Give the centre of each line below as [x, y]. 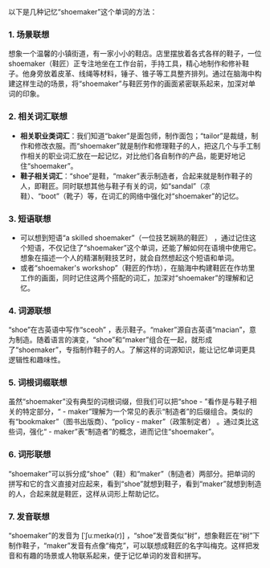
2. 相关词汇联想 [38, 116]
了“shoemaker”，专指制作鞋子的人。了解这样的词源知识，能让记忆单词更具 [132, 350]
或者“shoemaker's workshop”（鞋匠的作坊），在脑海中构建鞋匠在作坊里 [137, 268]
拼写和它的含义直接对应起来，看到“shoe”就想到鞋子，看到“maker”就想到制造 [135, 484]
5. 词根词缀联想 [38, 382]
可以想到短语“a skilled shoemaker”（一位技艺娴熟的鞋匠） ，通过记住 [135, 237]
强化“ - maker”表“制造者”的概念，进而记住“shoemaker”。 [124, 431]
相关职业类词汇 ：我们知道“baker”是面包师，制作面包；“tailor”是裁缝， [135, 136]
